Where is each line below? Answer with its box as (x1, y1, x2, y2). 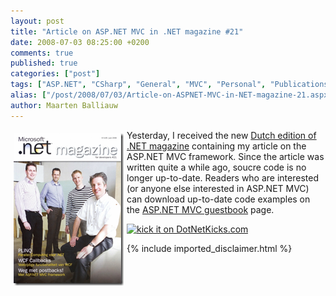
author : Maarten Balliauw (10, 100, 118, 110)
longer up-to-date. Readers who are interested (126, 171, 319, 184)
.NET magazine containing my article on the (126, 140, 307, 152)
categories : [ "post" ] (10, 69, 101, 79)
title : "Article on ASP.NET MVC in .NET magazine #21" (10, 26, 244, 37)
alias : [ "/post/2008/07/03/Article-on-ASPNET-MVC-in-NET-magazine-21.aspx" (10, 90, 333, 100)
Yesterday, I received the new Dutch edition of (126, 129, 317, 141)
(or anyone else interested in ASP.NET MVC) (126, 182, 310, 194)
